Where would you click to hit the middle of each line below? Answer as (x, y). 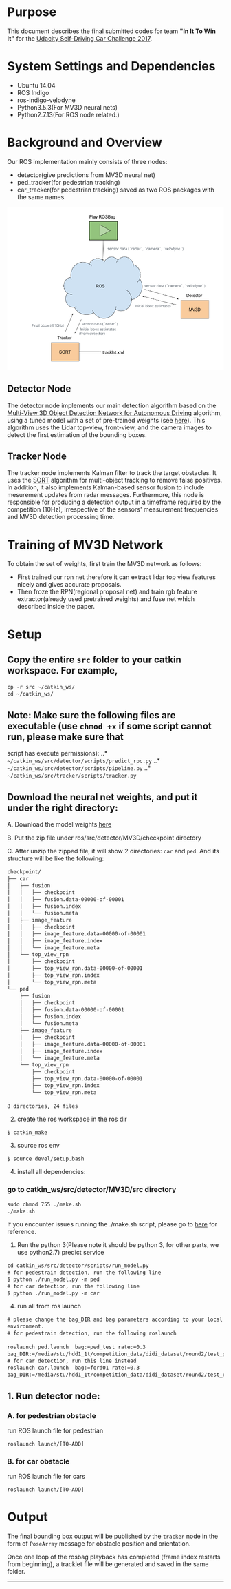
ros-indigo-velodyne (46, 100)
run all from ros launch (49, 1306)
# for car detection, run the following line (73, 1286)
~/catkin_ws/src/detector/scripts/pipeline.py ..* (79, 768)
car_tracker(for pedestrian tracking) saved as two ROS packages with (115, 190)
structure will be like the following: (56, 858)
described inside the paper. (56, 607)
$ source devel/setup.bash (46, 1159)
